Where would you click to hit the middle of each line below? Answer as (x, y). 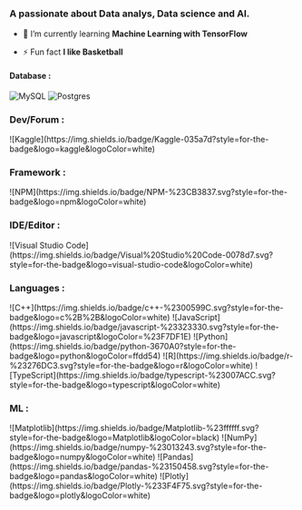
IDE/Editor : (35, 225)
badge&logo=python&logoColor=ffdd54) (85, 356)
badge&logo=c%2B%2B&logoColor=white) (90, 317)
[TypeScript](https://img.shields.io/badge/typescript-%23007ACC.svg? (143, 375)
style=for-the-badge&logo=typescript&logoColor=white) (115, 385)
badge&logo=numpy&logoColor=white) (83, 457)
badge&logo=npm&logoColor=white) (78, 201)
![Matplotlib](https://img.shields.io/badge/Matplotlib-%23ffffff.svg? (134, 428)
